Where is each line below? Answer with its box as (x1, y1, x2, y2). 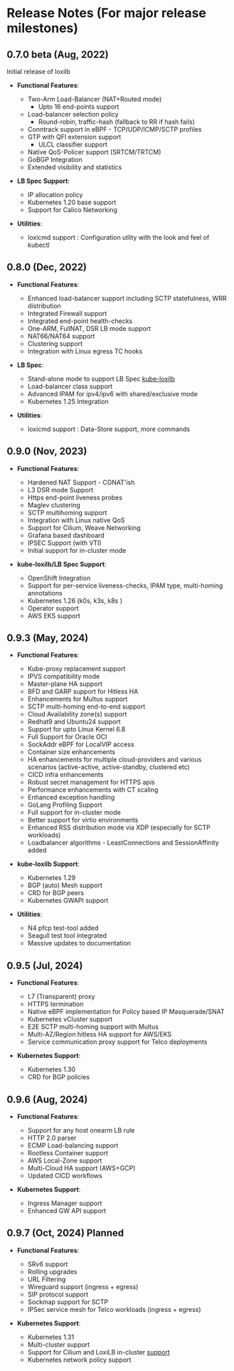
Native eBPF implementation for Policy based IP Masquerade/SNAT (27, 1007, 225, 1016)
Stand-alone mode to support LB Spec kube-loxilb (27, 374, 175, 383)
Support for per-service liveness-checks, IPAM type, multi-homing (27, 581, 223, 590)
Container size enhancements (27, 748, 115, 756)
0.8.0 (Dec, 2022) (6, 261, 87, 273)
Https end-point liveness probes (27, 493, 122, 502)
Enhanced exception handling (27, 793, 115, 802)
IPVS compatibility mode (27, 672, 100, 681)
